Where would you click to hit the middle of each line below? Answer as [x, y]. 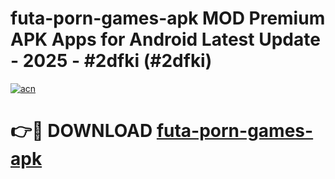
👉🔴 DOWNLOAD [81, 131]
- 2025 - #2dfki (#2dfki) [111, 61]
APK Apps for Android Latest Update [165, 39]
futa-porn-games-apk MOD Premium [168, 18]
